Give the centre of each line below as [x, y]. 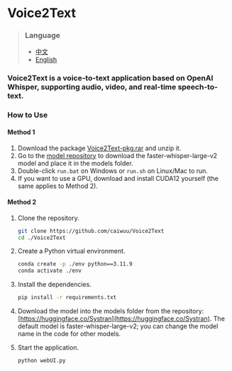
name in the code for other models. [69, 334]
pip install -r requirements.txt [67, 298]
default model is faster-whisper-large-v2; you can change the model [118, 326]
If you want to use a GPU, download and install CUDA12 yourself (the [118, 178]
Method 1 [21, 132]
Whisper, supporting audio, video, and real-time [92, 87]
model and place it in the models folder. [75, 163]
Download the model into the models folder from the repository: [111, 311]
